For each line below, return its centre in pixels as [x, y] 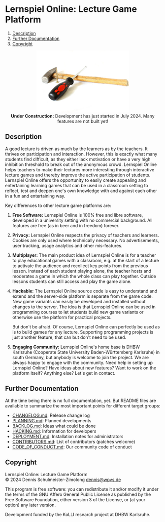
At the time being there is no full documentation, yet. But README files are [81, 401]
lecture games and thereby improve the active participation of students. [78, 175]
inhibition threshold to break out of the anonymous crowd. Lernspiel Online [81, 164]
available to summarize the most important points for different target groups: [83, 405]
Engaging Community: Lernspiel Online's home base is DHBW [76, 347]
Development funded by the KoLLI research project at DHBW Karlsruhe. [78, 514]
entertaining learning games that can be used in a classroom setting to [77, 185]
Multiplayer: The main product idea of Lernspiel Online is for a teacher [84, 255]
